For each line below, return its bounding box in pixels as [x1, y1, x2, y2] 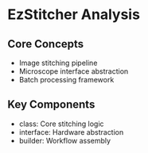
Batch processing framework [18, 75, 115, 84]
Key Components [7, 98, 95, 112]
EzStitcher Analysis [7, 6, 141, 24]
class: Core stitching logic [18, 119, 104, 128]
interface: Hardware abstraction [18, 127, 124, 136]
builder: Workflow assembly [18, 136, 111, 145]
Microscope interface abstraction [18, 67, 129, 76]
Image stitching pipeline [18, 58, 98, 67]
